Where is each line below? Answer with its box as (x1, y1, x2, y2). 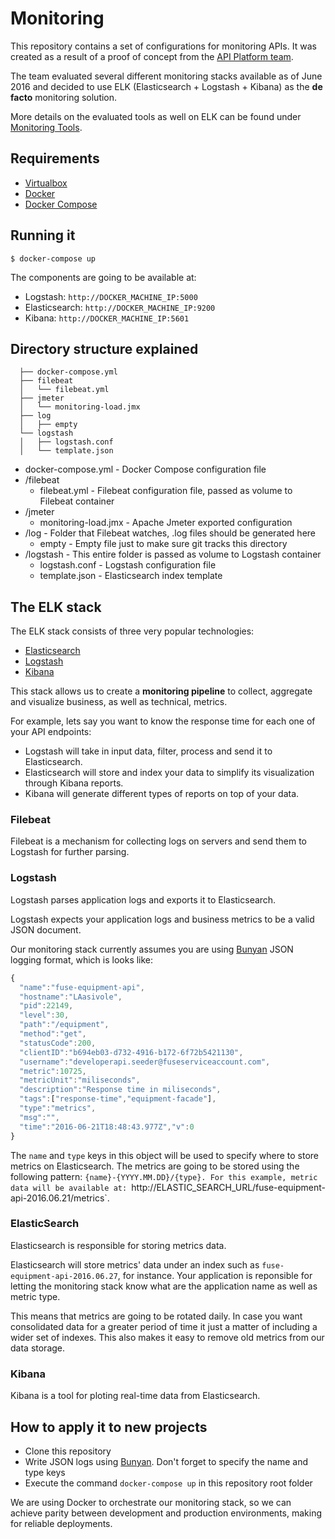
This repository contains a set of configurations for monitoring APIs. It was (10, 40, 317, 52)
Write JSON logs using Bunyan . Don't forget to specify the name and (24, 1455, 308, 1467)
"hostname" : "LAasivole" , (19, 992, 123, 1002)
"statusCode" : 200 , (19, 1038, 97, 1048)
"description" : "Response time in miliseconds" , (19, 1085, 222, 1095)
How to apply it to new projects (10, 1418, 208, 1436)
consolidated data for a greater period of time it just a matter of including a (10, 1320, 318, 1332)
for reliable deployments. (10, 1517, 113, 1529)
